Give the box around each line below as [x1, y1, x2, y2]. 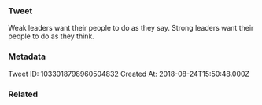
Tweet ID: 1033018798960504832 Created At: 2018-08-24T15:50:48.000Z [8, 69, 250, 78]
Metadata [8, 51, 46, 62]
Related [8, 89, 39, 100]
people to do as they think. [8, 31, 94, 41]
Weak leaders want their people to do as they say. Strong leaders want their [8, 24, 254, 33]
